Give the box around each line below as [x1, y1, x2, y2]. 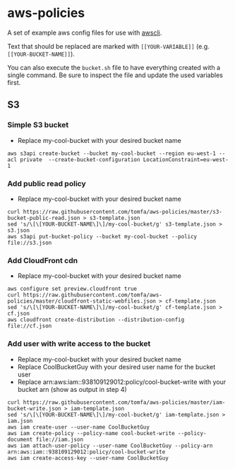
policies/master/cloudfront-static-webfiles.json [7, 298, 157, 305]
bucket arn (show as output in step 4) [17, 385, 127, 393]
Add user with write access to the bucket [7, 339, 151, 349]
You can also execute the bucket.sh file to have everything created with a [7, 63, 221, 71]
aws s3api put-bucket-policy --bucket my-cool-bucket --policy [7, 233, 198, 240]
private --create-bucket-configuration [20, 156, 140, 163]
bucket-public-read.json [7, 214, 80, 221]
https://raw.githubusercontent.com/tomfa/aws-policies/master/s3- [23, 208, 222, 215]
